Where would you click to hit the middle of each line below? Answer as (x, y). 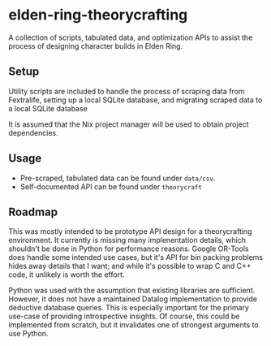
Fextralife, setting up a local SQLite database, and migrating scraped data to (135, 100)
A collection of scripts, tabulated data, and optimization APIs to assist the (131, 37)
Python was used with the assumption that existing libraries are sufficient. (132, 291)
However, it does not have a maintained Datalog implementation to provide (133, 299)
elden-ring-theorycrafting (98, 15)
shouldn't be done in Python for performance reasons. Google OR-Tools (129, 249)
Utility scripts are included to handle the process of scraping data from (127, 91)
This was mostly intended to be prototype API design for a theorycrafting (130, 231)
